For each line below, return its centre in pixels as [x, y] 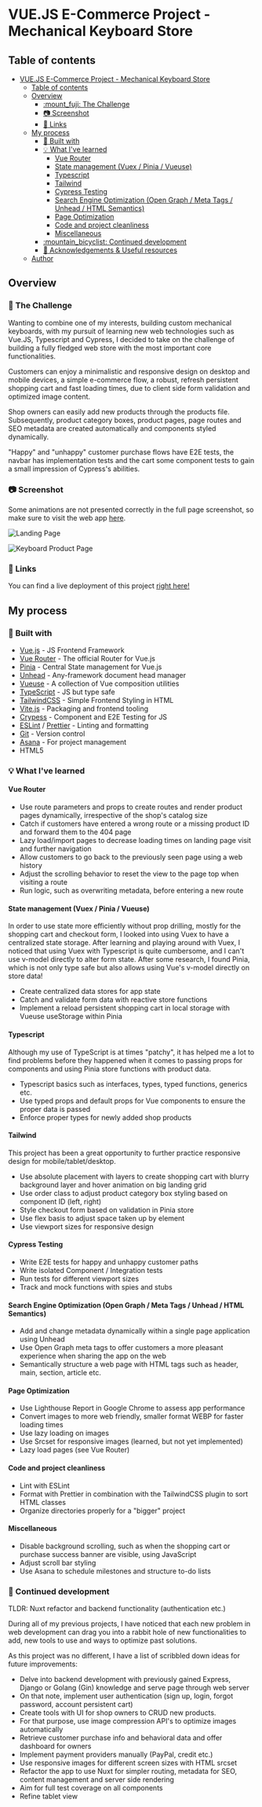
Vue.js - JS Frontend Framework [72, 650]
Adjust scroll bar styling [58, 1562]
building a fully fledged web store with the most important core [110, 348]
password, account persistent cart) [76, 1705]
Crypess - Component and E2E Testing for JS [93, 716]
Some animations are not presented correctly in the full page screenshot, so [131, 510]
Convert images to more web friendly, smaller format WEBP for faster [131, 1416]
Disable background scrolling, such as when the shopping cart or [125, 1546]
